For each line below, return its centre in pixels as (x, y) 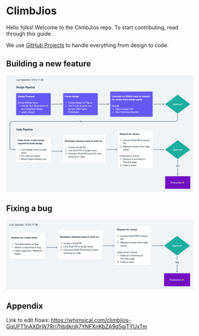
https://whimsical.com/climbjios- (91, 320)
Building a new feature (49, 64)
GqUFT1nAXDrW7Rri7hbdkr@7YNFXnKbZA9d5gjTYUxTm (77, 327)
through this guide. (29, 33)
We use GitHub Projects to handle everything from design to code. (87, 45)
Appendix (25, 306)
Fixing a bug (29, 209)
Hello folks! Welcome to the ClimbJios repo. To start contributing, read (92, 27)
